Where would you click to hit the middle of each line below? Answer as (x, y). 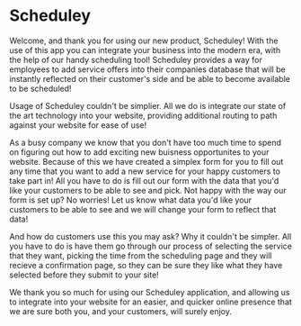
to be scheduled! (40, 88)
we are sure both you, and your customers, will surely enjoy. (120, 311)
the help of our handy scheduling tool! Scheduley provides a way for (136, 59)
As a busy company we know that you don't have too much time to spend (145, 142)
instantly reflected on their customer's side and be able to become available (150, 78)
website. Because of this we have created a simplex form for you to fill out (146, 161)
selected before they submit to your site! (84, 275)
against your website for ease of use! (78, 125)
